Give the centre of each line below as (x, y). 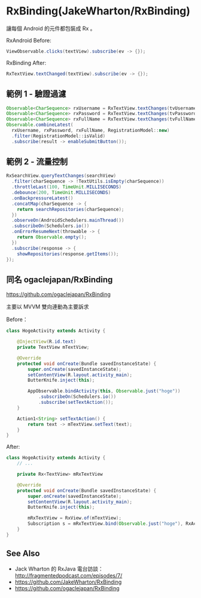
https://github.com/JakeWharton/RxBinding (68, 582)
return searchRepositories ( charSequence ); (71, 209)
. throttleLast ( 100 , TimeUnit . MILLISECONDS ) (66, 187)
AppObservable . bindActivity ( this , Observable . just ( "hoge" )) (104, 391)
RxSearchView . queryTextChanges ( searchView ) (61, 176)
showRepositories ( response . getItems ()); (68, 254)
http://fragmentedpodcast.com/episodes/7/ (68, 575)
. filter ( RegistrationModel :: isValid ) (59, 136)
